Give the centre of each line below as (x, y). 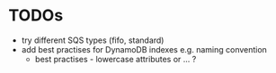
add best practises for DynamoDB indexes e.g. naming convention (144, 49)
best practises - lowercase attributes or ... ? (116, 59)
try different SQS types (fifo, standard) (93, 40)
